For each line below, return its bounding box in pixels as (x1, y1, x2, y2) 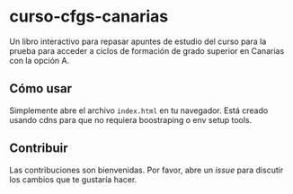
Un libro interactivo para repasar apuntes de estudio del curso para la (9, 36, 267, 47)
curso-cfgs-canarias (9, 6, 169, 27)
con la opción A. (9, 55, 70, 66)
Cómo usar (9, 81, 73, 96)
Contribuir (9, 141, 69, 156)
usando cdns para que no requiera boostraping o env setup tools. (9, 114, 253, 125)
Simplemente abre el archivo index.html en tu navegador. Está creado (9, 105, 269, 116)
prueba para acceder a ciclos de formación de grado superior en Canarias (9, 45, 285, 56)
